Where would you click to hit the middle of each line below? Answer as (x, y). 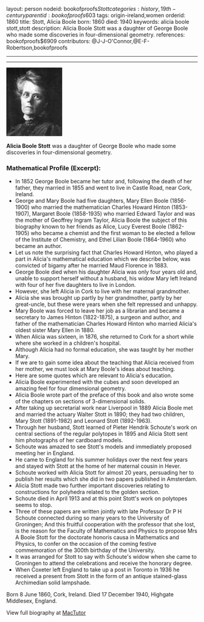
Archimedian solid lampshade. (53, 583)
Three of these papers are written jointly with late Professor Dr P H (98, 512)
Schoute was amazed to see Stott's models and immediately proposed (103, 447)
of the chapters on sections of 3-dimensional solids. (80, 401)
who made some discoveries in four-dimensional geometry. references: (96, 35)
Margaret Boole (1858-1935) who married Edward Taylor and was (114, 214)
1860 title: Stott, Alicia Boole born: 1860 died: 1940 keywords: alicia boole (98, 22)
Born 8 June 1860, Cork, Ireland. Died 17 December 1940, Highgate (90, 595)
